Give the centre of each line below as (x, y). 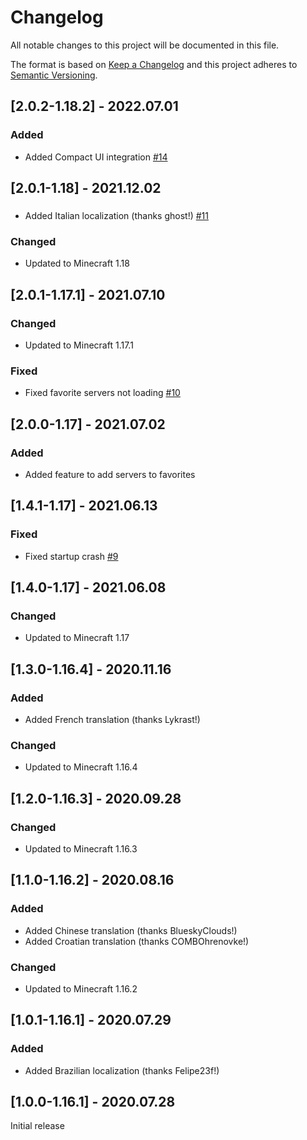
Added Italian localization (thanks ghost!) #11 (117, 215)
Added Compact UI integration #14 (96, 157)
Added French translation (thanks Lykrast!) (112, 719)
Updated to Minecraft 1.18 (77, 263)
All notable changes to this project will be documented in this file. (145, 45)
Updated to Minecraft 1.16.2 (81, 988)
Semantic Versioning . (54, 75)
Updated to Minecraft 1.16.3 (81, 848)
